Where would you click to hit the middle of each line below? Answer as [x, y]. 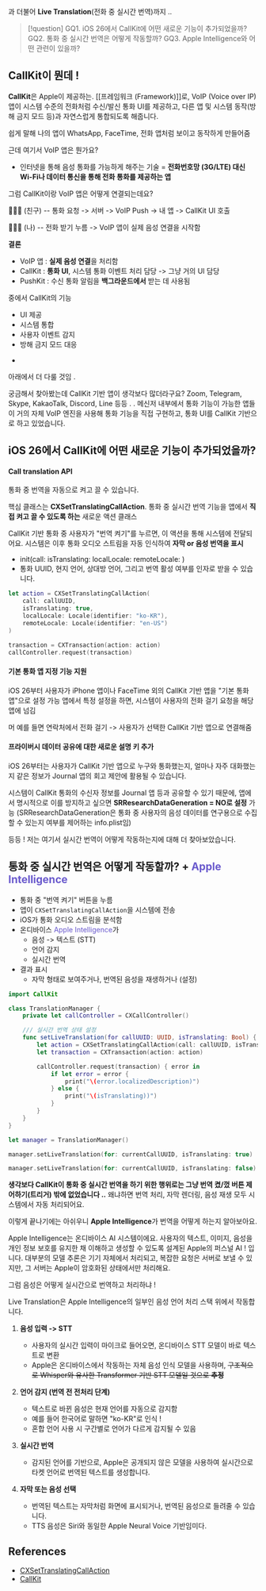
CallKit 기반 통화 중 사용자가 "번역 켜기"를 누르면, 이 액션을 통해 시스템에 [120, 533]
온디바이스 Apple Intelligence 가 [69, 929]
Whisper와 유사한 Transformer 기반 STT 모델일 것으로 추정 [132, 1375]
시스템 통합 [37, 325]
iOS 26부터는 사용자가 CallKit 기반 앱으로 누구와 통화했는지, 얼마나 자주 [118, 766]
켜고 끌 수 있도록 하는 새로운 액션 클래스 [77, 517]
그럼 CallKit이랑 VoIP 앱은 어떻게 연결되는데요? [81, 194]
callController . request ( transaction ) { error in [118, 1066]
